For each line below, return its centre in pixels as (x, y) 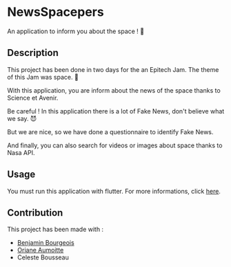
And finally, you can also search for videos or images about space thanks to (115, 145)
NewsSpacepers (56, 12)
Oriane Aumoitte (40, 250)
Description (33, 53)
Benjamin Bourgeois (46, 243)
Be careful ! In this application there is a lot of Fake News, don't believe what (116, 111)
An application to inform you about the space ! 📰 (76, 31)
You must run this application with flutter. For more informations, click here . (114, 191)
